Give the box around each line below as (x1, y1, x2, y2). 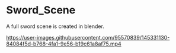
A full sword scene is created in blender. (6, 23, 105, 30)
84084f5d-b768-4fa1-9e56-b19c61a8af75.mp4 (6, 40, 121, 47)
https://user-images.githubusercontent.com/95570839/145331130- (6, 34, 170, 41)
